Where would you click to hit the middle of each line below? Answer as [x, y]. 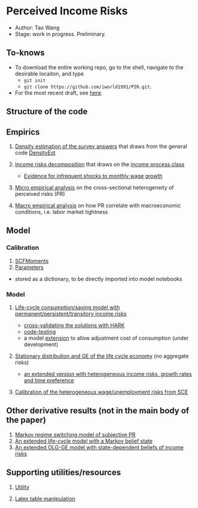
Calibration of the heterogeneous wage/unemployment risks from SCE [101, 392]
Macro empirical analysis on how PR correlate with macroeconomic [98, 205]
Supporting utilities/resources [64, 472]
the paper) [26, 420]
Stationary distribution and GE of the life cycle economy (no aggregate [102, 356]
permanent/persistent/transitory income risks [71, 313]
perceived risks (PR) [40, 193]
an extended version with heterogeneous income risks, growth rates [108, 374]
